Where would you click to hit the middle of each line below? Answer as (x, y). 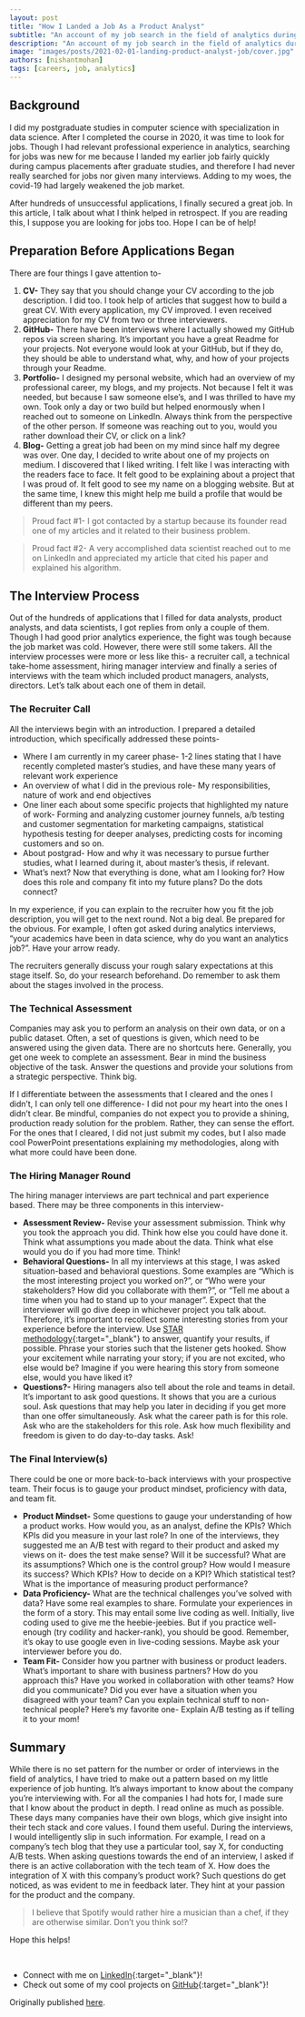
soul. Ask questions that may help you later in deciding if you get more (154, 1407)
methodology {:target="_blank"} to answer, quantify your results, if (146, 1339)
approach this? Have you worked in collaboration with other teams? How (158, 1680)
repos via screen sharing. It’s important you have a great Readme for (151, 338)
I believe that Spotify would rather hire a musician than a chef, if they (160, 1912)
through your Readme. (64, 368)
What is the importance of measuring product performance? (135, 1583)
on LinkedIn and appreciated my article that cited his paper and (150, 558)
